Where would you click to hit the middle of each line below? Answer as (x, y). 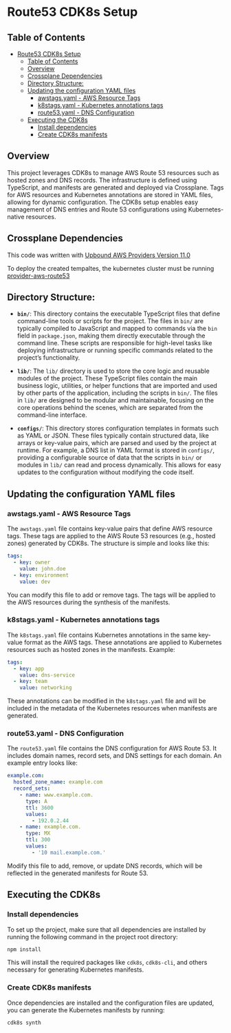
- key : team (31, 682)
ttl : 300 (38, 840)
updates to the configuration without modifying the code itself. (106, 472)
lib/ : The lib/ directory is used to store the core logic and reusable (113, 371)
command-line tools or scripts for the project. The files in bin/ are (110, 321)
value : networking (46, 688)
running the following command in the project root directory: (92, 937)
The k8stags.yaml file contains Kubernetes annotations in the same (102, 635)
